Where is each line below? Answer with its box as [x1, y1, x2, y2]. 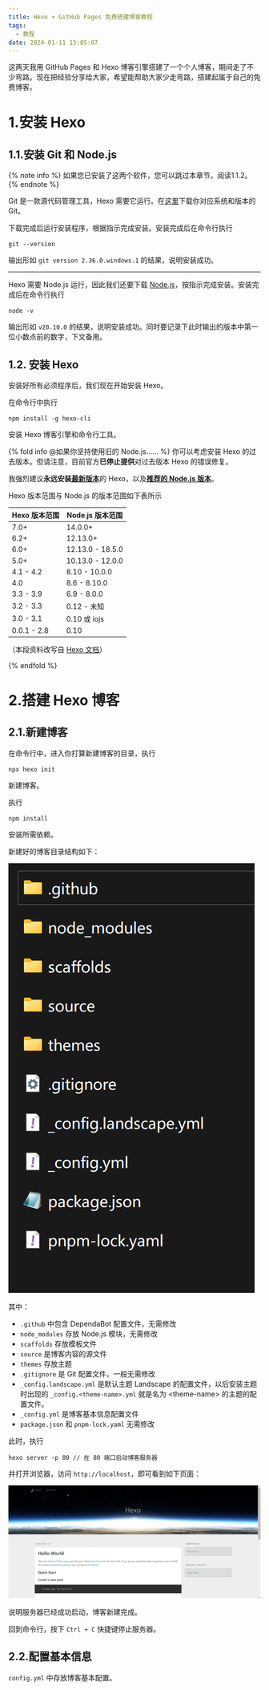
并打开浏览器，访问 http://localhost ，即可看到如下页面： [8, 1469, 202, 1478]
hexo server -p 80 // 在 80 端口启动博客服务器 [8, 1453, 158, 1461]
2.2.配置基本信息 [8, 1650, 92, 1664]
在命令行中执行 [8, 398, 58, 407]
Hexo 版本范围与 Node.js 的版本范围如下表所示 [8, 491, 163, 501]
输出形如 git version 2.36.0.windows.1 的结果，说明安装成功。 [8, 255, 219, 265]
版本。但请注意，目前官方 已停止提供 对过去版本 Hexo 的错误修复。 [14, 457, 233, 467]
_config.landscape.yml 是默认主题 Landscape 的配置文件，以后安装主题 [19, 1379, 258, 1388]
